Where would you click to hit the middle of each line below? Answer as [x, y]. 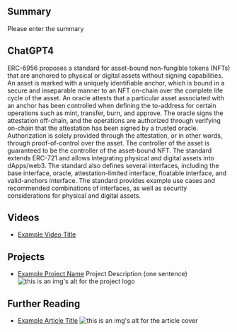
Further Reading [44, 303]
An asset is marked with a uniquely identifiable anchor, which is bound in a [116, 83]
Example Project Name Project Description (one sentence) [102, 274]
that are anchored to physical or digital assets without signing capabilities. [115, 75]
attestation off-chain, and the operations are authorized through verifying [114, 120]
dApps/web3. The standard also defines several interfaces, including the [113, 165]
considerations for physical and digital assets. [74, 195]
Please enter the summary [46, 28]
